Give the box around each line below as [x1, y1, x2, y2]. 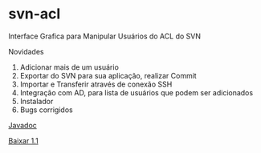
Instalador [19, 96, 54, 106]
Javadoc [8, 120, 38, 130]
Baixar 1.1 [8, 135, 39, 145]
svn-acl [8, 5, 61, 23]
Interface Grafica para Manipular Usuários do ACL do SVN [8, 31, 201, 41]
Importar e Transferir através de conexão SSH [19, 79, 173, 89]
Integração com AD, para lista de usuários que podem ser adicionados [19, 87, 254, 97]
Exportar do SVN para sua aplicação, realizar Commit [19, 70, 197, 80]
